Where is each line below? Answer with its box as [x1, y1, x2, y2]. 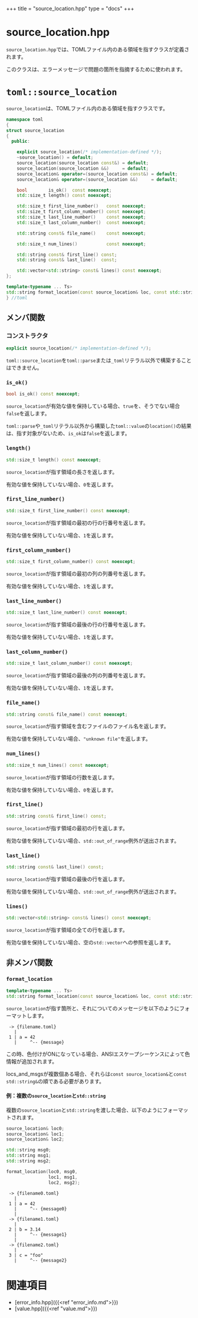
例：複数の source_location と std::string [6, 1092, 106, 1099]
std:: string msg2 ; [6, 1158, 51, 1164]
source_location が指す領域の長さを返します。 [6, 468, 118, 475]
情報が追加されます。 [6, 1057, 58, 1065]
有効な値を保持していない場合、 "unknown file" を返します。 [6, 735, 151, 742]
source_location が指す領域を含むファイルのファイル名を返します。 [6, 723, 169, 730]
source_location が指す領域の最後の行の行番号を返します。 [6, 621, 148, 628]
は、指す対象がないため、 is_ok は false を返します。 [6, 430, 131, 437]
